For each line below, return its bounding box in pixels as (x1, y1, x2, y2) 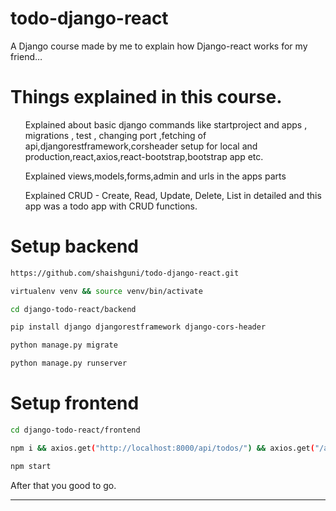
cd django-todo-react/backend (10, 304, 137, 314)
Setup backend (10, 235, 140, 258)
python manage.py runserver (10, 358, 128, 369)
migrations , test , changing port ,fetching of (24, 129, 207, 141)
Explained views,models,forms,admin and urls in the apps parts (24, 170, 287, 182)
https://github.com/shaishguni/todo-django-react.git (10, 268, 240, 278)
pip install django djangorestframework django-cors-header (10, 322, 267, 332)
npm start (10, 461, 52, 471)
